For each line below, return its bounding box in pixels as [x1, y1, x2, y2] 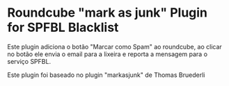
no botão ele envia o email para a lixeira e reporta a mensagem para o [7, 50, 207, 58]
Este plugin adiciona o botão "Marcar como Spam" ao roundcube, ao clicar [7, 42, 223, 51]
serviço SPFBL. [7, 57, 51, 65]
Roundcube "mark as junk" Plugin [7, 5, 207, 21]
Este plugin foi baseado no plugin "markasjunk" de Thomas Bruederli [7, 71, 205, 79]
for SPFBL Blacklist [7, 19, 119, 35]
